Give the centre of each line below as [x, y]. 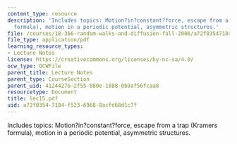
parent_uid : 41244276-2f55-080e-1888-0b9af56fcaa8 [83, 86]
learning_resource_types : [45, 46]
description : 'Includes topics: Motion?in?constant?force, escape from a [118, 20]
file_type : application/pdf [49, 40]
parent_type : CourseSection [49, 79]
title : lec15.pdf [33, 99]
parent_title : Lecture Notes [50, 72]
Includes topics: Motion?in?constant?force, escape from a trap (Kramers [113, 125]
